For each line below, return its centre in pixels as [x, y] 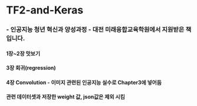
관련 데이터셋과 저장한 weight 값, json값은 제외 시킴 [65, 97]
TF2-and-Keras [45, 10]
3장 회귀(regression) [31, 68]
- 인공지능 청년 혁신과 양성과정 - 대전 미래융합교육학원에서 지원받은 [95, 30]
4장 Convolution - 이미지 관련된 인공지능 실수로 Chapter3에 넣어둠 [84, 82]
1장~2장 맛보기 [23, 53]
